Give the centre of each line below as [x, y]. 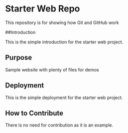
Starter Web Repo [43, 9]
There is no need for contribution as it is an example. [59, 125]
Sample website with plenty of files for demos [52, 69]
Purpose [19, 58]
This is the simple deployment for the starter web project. [64, 97]
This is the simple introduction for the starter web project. [64, 42]
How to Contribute [34, 113]
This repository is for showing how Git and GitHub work [62, 22]
